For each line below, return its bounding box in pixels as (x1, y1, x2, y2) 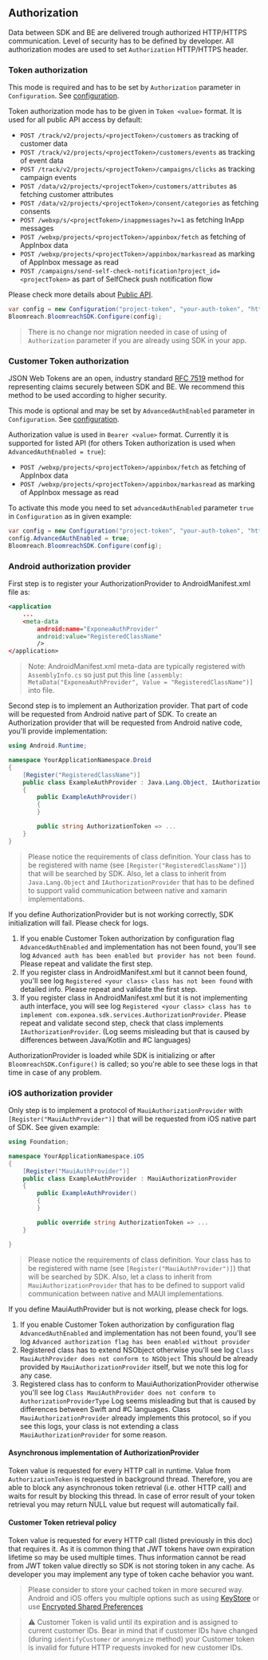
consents (19, 207, 51, 216)
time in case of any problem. (8, 1068, 102, 1077)
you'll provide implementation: (8, 726, 108, 736)
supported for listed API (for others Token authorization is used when (8, 439, 235, 448)
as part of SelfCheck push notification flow (71, 274, 213, 284)
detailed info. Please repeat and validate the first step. (19, 984, 198, 993)
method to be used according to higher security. (8, 391, 167, 400)
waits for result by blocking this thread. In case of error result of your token (8, 1491, 255, 1501)
